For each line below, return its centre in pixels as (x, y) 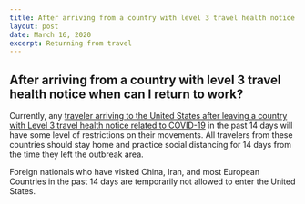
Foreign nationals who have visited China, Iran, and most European (135, 172)
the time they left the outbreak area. (76, 154)
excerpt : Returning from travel (71, 43)
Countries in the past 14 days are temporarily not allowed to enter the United (152, 181)
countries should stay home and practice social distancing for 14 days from (151, 145)
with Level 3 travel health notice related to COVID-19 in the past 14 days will (151, 126)
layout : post (34, 26)
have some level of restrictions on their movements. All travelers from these (151, 135)
